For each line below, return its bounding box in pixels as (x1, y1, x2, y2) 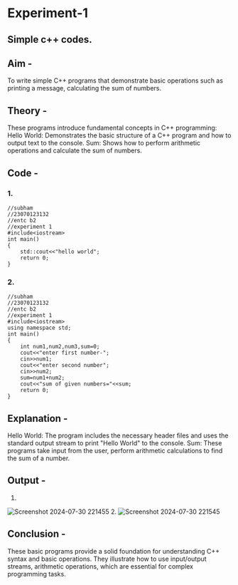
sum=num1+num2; (20, 374, 65, 382)
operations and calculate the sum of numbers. (7, 146, 142, 155)
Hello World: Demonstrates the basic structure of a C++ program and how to (7, 131, 232, 140)
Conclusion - (7, 528, 66, 540)
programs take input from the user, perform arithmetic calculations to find (7, 447, 223, 455)
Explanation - (7, 412, 68, 425)
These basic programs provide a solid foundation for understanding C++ (7, 547, 220, 555)
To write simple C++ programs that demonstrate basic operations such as (7, 76, 224, 85)
